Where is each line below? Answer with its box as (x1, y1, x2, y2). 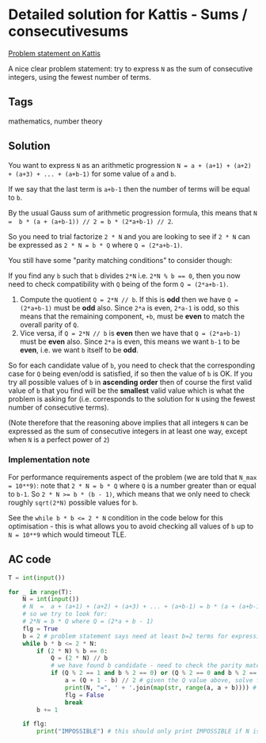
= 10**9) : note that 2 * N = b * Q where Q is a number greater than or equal (8, 481, 256, 490)
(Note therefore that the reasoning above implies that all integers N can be (8, 417, 249, 427)
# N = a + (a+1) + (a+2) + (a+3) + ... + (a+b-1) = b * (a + (22, 603, 236, 611)
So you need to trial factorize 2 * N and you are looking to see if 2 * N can (8, 231, 251, 241)
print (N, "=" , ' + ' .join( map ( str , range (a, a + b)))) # (64, 684, 257, 692)
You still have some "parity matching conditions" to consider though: (8, 255, 233, 265)
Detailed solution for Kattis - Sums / (8, 6, 248, 24)
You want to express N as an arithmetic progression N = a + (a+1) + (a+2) (8, 160, 252, 170)
